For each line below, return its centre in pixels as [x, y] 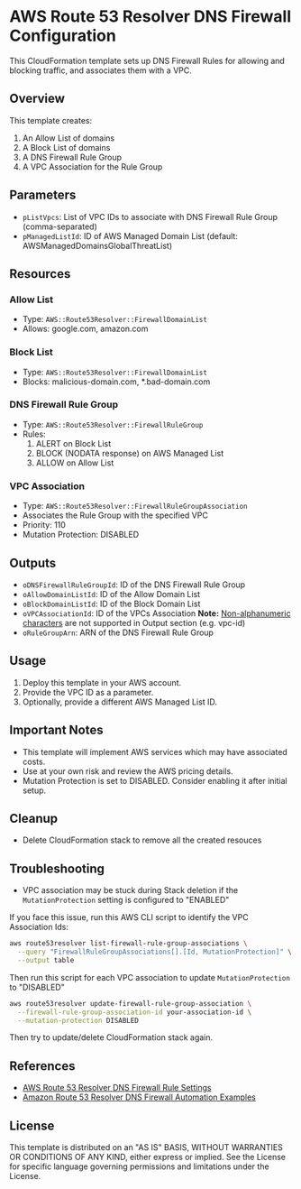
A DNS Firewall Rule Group [72, 157]
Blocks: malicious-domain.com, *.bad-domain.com [116, 382]
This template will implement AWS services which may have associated [155, 751]
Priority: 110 [44, 525]
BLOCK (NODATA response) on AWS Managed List [130, 453]
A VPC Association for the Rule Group [92, 166]
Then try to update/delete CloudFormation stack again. [111, 1037]
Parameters [43, 195]
